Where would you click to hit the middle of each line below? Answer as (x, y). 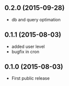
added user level (28, 46)
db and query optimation (36, 19)
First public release (31, 78)
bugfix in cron (25, 51)
